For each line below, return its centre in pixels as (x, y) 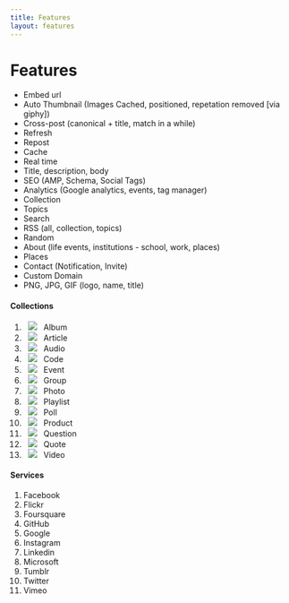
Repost (36, 142)
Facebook (42, 495)
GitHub (36, 523)
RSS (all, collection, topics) (72, 228)
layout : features (42, 26)
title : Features (40, 17)
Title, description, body (66, 171)
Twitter (36, 581)
